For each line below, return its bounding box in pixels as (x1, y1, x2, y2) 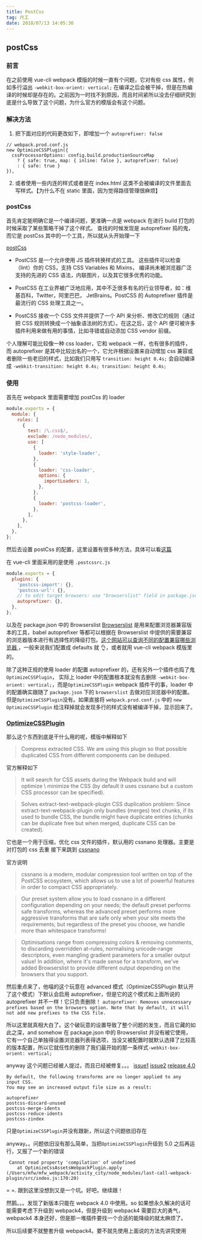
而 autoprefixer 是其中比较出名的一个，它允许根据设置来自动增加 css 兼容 (6, 347, 188, 355)
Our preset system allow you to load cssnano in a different (20, 895, 166, 902)
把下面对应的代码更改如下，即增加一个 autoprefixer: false (14, 130, 163, 137)
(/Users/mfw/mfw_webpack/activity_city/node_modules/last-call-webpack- (6, 1170, 192, 1176)
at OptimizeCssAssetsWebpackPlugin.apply (17, 1165, 122, 1171)
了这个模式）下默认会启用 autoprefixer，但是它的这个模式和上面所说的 (6, 991, 180, 998)
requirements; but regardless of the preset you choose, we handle (20, 921, 185, 928)
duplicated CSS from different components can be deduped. (20, 752, 171, 759)
